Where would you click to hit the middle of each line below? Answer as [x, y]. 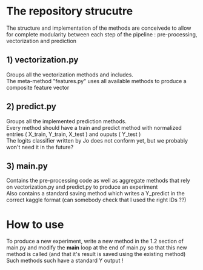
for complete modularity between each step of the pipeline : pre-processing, [102, 34]
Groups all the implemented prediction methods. [67, 121]
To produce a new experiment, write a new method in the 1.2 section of [95, 241]
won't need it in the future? [40, 147]
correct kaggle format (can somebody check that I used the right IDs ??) [96, 200]
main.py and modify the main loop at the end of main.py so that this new [97, 248]
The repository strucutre [70, 11]
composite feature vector [38, 87]
